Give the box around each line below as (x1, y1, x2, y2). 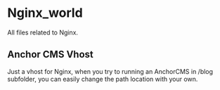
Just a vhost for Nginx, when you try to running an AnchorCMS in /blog (7, 67, 213, 75)
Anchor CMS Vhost (7, 49, 93, 60)
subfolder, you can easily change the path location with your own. (7, 75, 198, 83)
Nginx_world (7, 5, 83, 21)
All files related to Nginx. (7, 28, 79, 37)
